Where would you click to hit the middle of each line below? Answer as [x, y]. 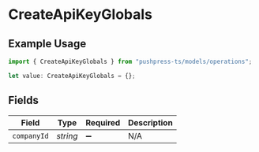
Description [150, 122]
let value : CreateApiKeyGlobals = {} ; [72, 76]
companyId [30, 136]
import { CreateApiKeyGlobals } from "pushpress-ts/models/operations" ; [130, 61]
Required [103, 122]
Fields [24, 100]
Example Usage [47, 44]
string [67, 135]
